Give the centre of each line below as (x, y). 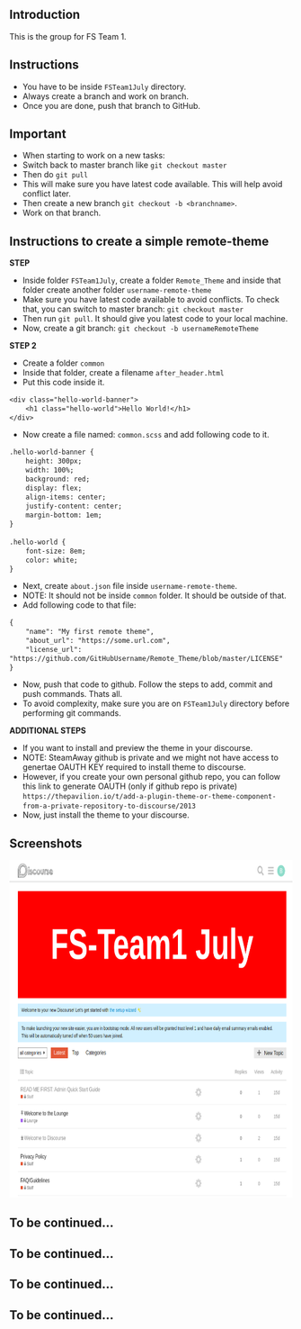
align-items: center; (66, 497)
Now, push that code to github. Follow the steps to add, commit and (147, 684)
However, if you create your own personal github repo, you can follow (151, 777)
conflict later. (47, 194)
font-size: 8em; (56, 551)
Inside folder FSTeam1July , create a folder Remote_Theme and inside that (151, 280)
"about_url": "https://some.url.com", (98, 641)
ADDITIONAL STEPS (48, 731)
